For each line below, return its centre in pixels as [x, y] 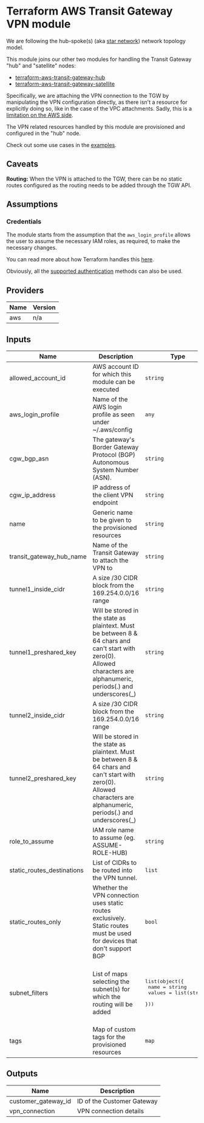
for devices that [115, 941]
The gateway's [114, 440]
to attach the [110, 560]
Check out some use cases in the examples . [62, 145]
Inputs [19, 339]
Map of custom [114, 1029]
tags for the [109, 1037]
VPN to [103, 568]
